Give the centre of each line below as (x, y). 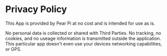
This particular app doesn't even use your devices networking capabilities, (84, 43)
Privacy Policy (36, 9)
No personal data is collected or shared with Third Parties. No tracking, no (83, 33)
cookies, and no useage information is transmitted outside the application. (83, 38)
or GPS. (14, 49)
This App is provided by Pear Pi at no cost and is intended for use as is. (80, 23)
